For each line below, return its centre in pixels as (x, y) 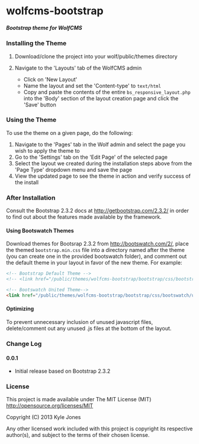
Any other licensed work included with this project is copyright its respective (99, 429)
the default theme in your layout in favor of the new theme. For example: (94, 263)
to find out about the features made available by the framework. (84, 217)
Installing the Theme (36, 43)
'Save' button (40, 105)
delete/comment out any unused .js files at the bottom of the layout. (89, 329)
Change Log (24, 344)
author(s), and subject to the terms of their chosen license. (78, 435)
